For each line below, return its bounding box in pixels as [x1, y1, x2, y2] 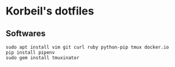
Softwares [5, 28, 46, 39]
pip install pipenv [5, 49, 55, 56]
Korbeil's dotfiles [5, 4, 95, 18]
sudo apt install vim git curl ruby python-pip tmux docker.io [5, 44, 170, 50]
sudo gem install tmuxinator [5, 55, 80, 61]
